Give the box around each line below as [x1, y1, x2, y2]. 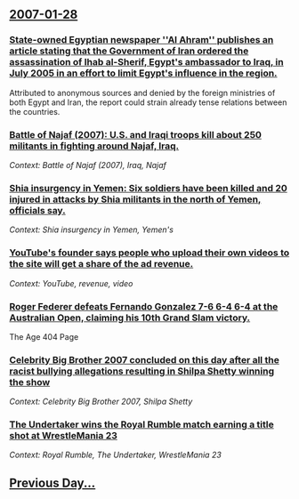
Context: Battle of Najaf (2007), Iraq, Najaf [9, 159, 167, 170]
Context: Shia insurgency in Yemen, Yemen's [9, 224, 174, 235]
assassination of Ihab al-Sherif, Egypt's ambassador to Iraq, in [9, 56, 284, 68]
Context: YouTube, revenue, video [9, 278, 133, 288]
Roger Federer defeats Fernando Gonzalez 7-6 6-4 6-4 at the [9, 300, 279, 312]
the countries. [9, 106, 61, 117]
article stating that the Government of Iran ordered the [9, 44, 249, 57]
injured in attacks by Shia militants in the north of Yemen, [9, 193, 262, 205]
